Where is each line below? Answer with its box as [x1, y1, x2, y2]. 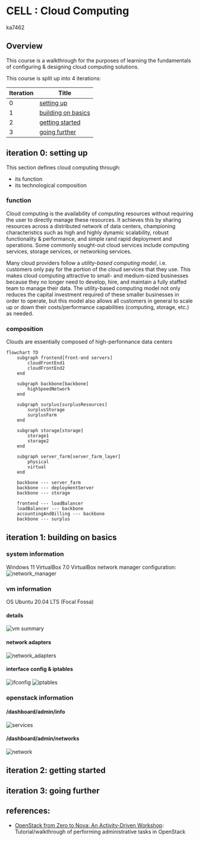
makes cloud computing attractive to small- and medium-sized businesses [6, 272, 189, 279]
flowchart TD [6, 349, 39, 356]
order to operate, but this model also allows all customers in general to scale [6, 297, 193, 304]
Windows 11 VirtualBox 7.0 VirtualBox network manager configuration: [6, 563, 176, 571]
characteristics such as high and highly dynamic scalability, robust [6, 229, 169, 236]
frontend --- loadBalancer [17, 500, 84, 506]
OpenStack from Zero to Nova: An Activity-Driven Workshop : [14, 821, 165, 829]
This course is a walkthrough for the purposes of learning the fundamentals [6, 56, 191, 64]
